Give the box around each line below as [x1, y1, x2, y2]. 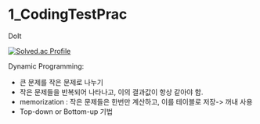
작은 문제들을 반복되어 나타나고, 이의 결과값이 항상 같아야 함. [19, 87, 204, 97]
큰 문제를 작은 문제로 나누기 [19, 77, 104, 87]
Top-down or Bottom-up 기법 [19, 107, 114, 116]
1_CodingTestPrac [8, 5, 128, 23]
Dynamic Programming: [8, 61, 85, 71]
